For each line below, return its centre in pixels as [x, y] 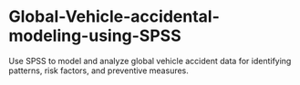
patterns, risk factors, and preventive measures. [98, 71]
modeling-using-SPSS [95, 36]
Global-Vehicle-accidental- [114, 17]
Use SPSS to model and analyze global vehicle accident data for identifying [150, 61]
